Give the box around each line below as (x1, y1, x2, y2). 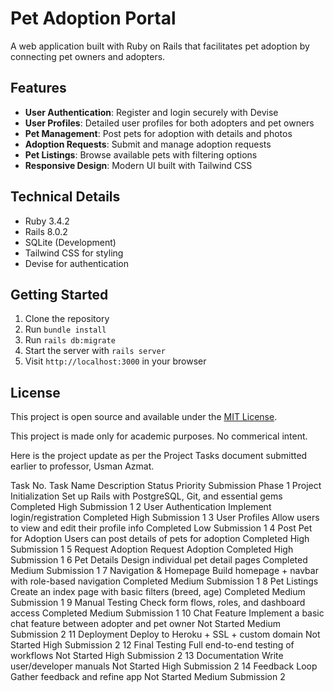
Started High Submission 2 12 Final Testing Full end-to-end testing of (10, 639, 295, 651)
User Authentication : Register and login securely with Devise (24, 106, 279, 118)
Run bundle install (24, 323, 107, 336)
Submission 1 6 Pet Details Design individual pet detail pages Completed (10, 554, 308, 566)
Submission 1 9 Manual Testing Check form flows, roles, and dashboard (10, 597, 306, 609)
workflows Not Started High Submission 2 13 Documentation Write (10, 650, 284, 662)
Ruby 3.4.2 (24, 215, 70, 227)
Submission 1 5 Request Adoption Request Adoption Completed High (10, 543, 294, 556)
